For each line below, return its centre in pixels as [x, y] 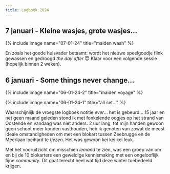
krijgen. [13, 166]
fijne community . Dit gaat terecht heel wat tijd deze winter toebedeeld [79, 161]
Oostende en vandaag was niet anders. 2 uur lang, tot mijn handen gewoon [84, 123]
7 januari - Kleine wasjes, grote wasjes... [71, 31]
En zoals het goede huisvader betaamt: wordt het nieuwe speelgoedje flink [84, 53]
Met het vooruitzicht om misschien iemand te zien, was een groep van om [83, 150]
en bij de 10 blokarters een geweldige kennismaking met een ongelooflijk [82, 155]
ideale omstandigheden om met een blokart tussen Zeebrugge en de [78, 134]
